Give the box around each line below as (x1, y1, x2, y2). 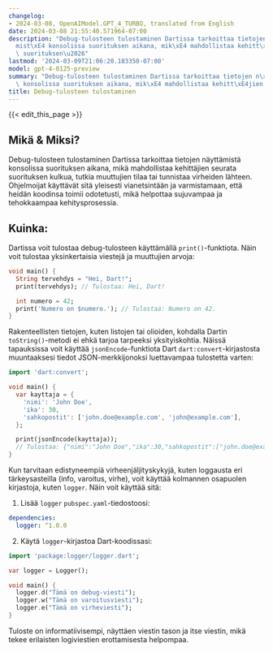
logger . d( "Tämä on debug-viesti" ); (15, 589, 136, 597)
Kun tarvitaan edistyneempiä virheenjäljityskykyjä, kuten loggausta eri (8, 465, 243, 475)
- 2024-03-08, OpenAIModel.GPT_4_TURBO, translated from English (8, 19, 234, 28)
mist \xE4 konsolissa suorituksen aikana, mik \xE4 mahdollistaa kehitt (15, 42, 260, 50)
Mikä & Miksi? (8, 133, 80, 147)
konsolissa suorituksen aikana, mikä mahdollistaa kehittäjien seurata (8, 163, 237, 173)
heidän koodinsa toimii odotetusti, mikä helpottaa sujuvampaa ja (8, 189, 223, 199)
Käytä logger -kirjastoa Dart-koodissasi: (19, 536, 153, 546)
